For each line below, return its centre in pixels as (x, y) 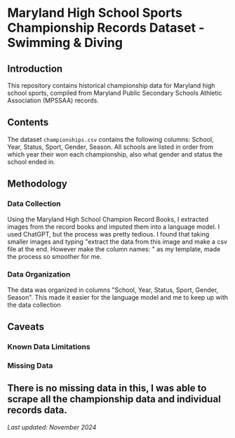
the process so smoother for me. (55, 256)
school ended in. (32, 161)
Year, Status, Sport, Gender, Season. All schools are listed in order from (110, 147)
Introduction (35, 68)
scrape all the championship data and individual (114, 399)
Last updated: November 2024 (52, 427)
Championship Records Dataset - (106, 28)
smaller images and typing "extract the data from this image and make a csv (117, 241)
